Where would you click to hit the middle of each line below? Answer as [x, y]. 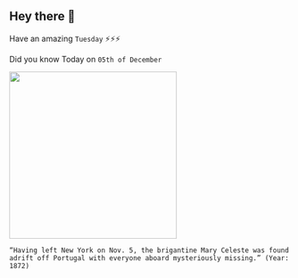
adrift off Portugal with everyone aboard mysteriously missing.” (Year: [149, 258]
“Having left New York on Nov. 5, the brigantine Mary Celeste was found [149, 250]
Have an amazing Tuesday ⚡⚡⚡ [65, 38]
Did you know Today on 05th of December [86, 59]
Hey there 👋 [42, 16]
